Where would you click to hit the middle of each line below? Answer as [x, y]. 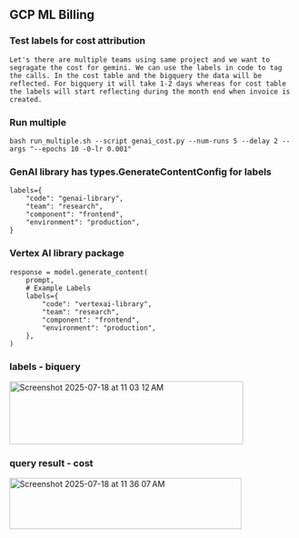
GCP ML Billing [52, 15]
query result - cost [51, 463]
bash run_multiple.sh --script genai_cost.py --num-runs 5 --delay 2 [144, 141]
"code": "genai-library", [75, 199]
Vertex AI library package [67, 254]
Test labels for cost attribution [77, 41]
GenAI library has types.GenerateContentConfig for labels [140, 172]
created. [26, 99]
